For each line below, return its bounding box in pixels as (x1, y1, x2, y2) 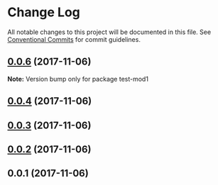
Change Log (7, 4, 80, 21)
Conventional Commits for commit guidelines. (7, 35, 141, 43)
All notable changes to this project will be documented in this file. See (7, 28, 212, 36)
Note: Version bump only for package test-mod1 (7, 74, 149, 83)
